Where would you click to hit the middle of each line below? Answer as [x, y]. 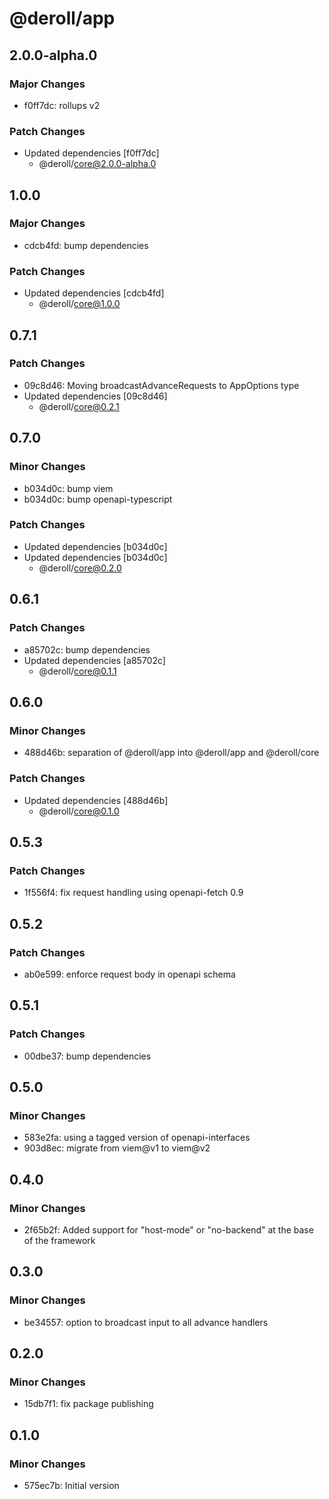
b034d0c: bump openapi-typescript [98, 499]
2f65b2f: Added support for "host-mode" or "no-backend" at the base [168, 1229]
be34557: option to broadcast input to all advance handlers [146, 1322]
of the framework [59, 1240]
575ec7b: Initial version [71, 1485]
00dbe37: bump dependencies [87, 1056]
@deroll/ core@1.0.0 [79, 304]
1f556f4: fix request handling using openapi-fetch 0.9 [133, 893]
